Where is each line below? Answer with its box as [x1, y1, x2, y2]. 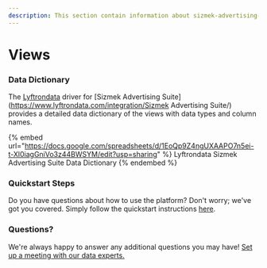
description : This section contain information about [8, 11, 191, 20]
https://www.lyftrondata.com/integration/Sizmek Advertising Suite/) [10, 101, 232, 110]
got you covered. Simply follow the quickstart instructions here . [8, 204, 216, 214]
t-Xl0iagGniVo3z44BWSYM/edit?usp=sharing [8, 150, 157, 159]
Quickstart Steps [8, 178, 75, 189]
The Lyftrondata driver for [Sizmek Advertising [8, 92, 161, 101]
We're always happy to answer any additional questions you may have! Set [8, 242, 253, 251]
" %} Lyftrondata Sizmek [157, 150, 238, 159]
